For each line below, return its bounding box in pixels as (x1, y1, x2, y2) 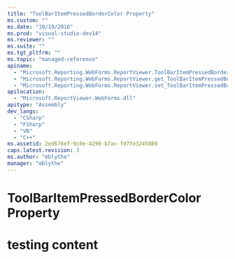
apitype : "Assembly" (7, 101, 68, 108)
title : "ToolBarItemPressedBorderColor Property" (7, 10, 155, 17)
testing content (7, 237, 99, 253)
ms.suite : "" (7, 43, 45, 50)
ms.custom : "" (7, 17, 49, 24)
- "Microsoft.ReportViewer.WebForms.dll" (13, 95, 136, 102)
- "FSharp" (13, 120, 45, 128)
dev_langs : (7, 108, 39, 115)
